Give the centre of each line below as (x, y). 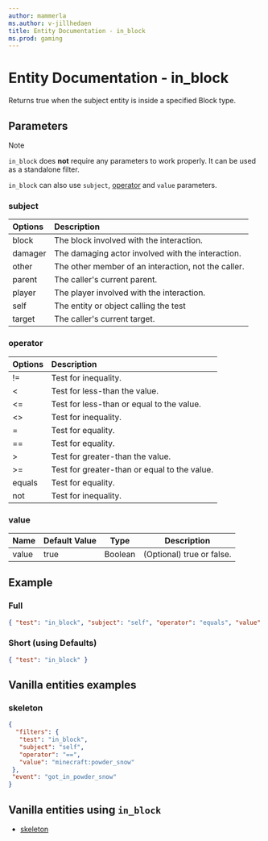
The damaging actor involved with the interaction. (147, 253)
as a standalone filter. (44, 169)
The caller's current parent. (105, 280)
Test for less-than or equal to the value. (126, 404)
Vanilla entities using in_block (85, 810)
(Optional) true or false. (188, 554)
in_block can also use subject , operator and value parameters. (113, 185)
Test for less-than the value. (105, 390)
